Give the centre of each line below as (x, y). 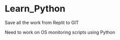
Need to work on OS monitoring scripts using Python (60, 32)
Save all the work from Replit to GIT (42, 22)
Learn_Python (35, 9)
